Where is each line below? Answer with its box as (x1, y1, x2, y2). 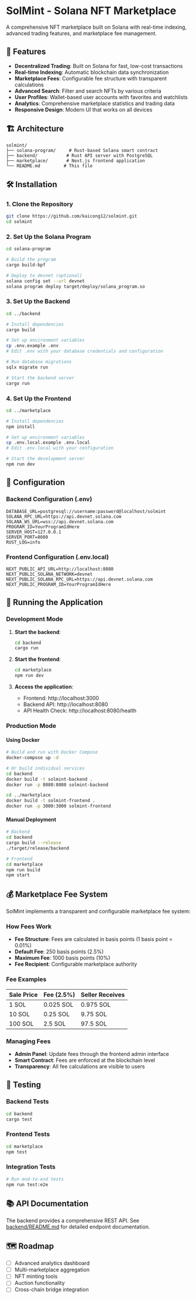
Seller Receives (81, 990, 125, 998)
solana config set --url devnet (6, 278, 85, 284)
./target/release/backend (6, 845, 69, 851)
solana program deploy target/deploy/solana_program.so (6, 284, 145, 289)
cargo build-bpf (6, 262, 46, 268)
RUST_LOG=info (6, 539, 41, 545)
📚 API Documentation (6, 1199, 89, 1209)
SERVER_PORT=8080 (6, 534, 49, 540)
